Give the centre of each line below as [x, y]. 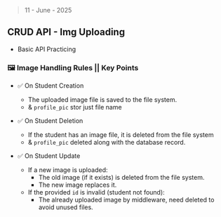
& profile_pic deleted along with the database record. [107, 143]
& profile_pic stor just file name [75, 107]
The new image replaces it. [78, 185]
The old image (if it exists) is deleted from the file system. [121, 178]
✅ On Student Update [49, 156]
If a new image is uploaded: [68, 170]
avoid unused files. [66, 207]
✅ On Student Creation [51, 86]
